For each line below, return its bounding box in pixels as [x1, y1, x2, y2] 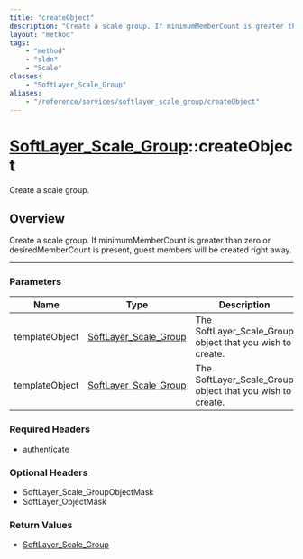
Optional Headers [9, 466, 88, 479]
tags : [9, 38, 30, 48]
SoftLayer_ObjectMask [22, 497, 106, 508]
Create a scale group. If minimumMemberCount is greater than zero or [9, 235, 271, 246]
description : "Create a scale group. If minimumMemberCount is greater [9, 22, 284, 31]
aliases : [9, 88, 42, 97]
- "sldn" [25, 55, 59, 64]
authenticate [22, 444, 69, 454]
